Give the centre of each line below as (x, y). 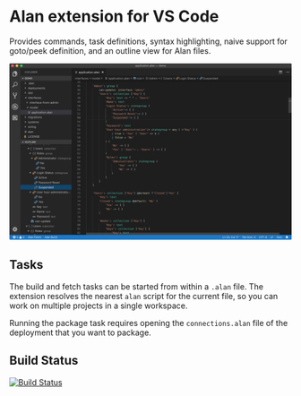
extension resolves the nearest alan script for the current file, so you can (144, 296)
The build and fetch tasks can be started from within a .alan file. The (137, 286)
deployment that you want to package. (81, 332)
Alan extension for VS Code (114, 17)
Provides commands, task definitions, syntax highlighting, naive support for (149, 41)
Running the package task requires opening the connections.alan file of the (149, 323)
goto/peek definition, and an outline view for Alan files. (110, 50)
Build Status (44, 361)
